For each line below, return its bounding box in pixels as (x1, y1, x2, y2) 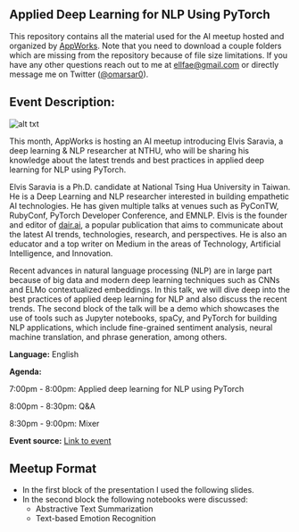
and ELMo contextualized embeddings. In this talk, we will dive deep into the (9, 284, 290, 295)
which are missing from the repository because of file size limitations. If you (9, 49, 288, 61)
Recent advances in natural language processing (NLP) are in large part (9, 265, 272, 276)
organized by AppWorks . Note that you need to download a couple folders (9, 40, 282, 51)
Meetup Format (9, 461, 96, 477)
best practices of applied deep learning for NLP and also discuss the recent (9, 294, 287, 304)
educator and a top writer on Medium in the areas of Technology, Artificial (9, 238, 281, 249)
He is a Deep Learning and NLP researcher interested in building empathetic (9, 191, 290, 202)
